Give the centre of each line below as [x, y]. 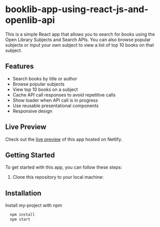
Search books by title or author [45, 78]
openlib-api [30, 20]
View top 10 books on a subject [45, 89]
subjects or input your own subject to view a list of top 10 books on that [80, 45]
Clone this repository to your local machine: [58, 177]
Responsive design [32, 111]
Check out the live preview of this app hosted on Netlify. [64, 139]
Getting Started [30, 155]
